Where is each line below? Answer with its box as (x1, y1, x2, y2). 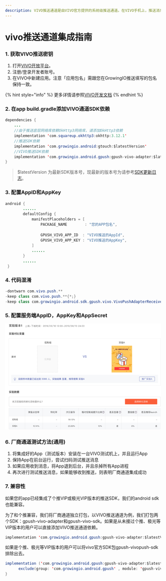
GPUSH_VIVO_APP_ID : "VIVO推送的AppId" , (40, 232, 125, 238)
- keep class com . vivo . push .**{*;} (5, 294, 77, 299)
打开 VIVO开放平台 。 (12, 63, 53, 69)
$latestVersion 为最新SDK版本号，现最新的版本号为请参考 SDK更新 (17, 169, 152, 175)
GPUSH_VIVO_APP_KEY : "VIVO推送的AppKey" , (40, 238, 127, 243)
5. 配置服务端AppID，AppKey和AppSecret (5, 312, 108, 319)
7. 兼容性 (5, 483, 26, 490)
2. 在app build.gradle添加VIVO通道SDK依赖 (5, 106, 110, 113)
